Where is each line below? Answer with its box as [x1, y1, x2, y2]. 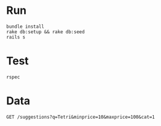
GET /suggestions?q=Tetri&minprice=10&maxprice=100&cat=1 [6, 114, 155, 120]
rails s [6, 34, 26, 40]
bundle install [6, 24, 45, 30]
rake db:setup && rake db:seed [6, 28, 85, 35]
